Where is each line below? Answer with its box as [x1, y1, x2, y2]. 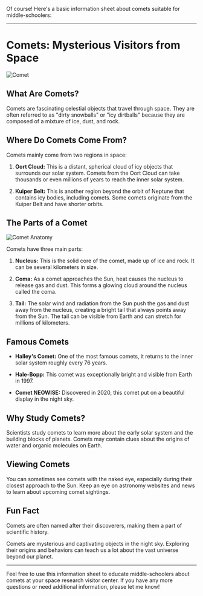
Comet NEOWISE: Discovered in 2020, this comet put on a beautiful [14, 389, 185, 397]
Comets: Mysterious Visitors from [6, 39, 181, 52]
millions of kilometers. [14, 319, 70, 326]
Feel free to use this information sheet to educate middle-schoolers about [6, 570, 190, 577]
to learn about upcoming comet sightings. [6, 488, 111, 495]
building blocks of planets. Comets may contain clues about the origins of [6, 435, 190, 442]
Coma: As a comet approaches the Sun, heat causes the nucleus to [14, 275, 184, 283]
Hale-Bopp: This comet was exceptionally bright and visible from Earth [14, 371, 192, 378]
